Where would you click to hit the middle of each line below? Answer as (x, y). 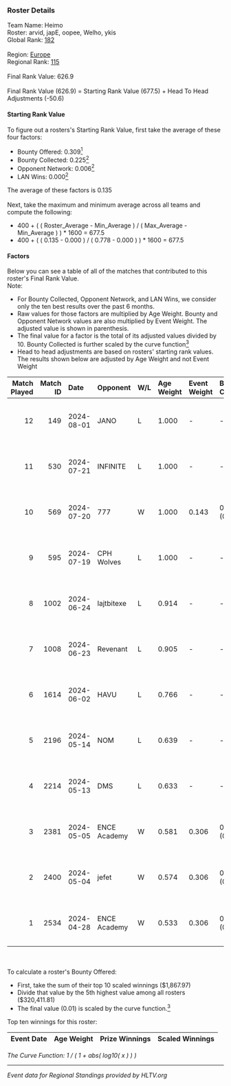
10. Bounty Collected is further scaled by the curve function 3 (103, 344)
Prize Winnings (125, 1038)
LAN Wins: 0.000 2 (43, 176)
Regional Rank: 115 (33, 62)
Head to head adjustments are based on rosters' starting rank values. (115, 351)
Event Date (29, 1038)
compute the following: (40, 212)
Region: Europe (29, 54)
